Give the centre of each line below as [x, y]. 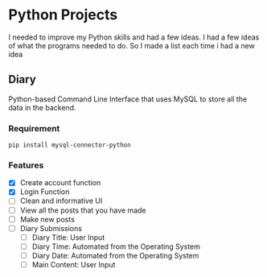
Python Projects [63, 15]
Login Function [45, 192]
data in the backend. [42, 107]
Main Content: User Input [74, 264]
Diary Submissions [51, 228]
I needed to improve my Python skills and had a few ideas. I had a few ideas [134, 37]
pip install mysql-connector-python [70, 145]
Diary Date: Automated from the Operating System [115, 255]
